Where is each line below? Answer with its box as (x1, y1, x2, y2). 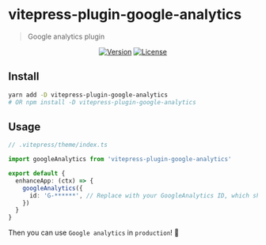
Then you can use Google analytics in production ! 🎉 (8, 228, 180, 238)
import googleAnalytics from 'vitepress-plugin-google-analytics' (8, 156, 232, 164)
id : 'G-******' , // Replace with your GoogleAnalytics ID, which (28, 191, 249, 199)
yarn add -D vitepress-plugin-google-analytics (8, 91, 169, 99)
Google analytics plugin (27, 32, 105, 41)
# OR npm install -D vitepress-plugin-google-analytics (8, 98, 196, 106)
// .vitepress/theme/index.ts (8, 141, 108, 149)
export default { (8, 170, 66, 178)
